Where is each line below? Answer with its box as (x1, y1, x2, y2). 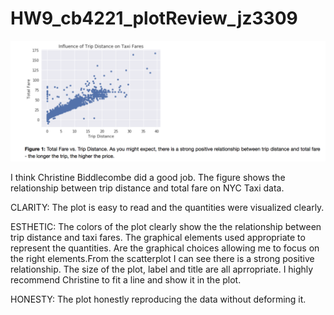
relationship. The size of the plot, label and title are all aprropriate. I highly (10, 263, 314, 275)
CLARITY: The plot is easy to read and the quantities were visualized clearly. (10, 201, 325, 213)
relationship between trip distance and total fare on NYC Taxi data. (10, 182, 285, 194)
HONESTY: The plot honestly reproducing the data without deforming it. (10, 293, 307, 305)
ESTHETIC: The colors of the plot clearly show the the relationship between (10, 220, 322, 232)
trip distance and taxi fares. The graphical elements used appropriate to (10, 231, 306, 243)
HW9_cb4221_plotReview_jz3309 (10, 7, 298, 30)
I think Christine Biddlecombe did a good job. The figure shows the (10, 171, 286, 183)
